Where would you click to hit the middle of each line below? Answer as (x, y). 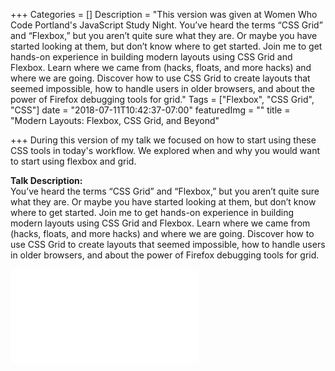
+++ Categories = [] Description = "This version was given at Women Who (164, 14)
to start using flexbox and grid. (73, 161)
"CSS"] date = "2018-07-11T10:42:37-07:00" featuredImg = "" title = (150, 110)
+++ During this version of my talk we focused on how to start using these (163, 140)
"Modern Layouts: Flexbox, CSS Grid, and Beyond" (115, 120)
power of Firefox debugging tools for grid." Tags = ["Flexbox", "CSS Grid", (162, 99)
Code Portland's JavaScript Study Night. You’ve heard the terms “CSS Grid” (166, 25)
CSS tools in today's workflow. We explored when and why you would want (165, 150)
